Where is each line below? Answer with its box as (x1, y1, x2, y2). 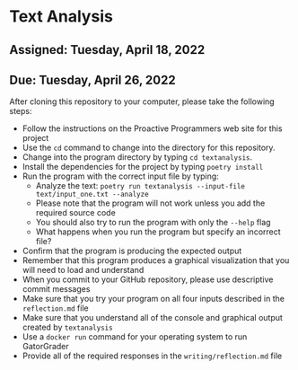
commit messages (22, 284, 91, 295)
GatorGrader (22, 341, 69, 352)
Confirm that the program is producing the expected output (22, 245, 242, 257)
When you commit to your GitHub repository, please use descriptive (22, 274, 274, 285)
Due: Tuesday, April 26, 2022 (9, 72, 177, 87)
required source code (35, 207, 117, 218)
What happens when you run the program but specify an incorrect (35, 226, 281, 237)
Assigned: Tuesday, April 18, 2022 (9, 42, 206, 57)
